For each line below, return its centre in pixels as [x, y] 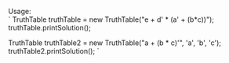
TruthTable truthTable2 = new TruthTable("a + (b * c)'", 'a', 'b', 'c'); [115, 43]
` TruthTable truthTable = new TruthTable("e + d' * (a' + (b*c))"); [111, 19]
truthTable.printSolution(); [50, 28]
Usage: [20, 11]
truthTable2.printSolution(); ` [54, 51]
